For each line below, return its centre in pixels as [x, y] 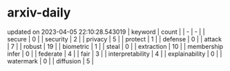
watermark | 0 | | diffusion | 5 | [51, 61]
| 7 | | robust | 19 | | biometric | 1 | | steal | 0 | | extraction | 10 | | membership [115, 46]
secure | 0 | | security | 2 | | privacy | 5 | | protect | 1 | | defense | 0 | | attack [115, 39]
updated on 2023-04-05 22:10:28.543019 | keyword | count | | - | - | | [106, 32]
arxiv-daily [39, 13]
